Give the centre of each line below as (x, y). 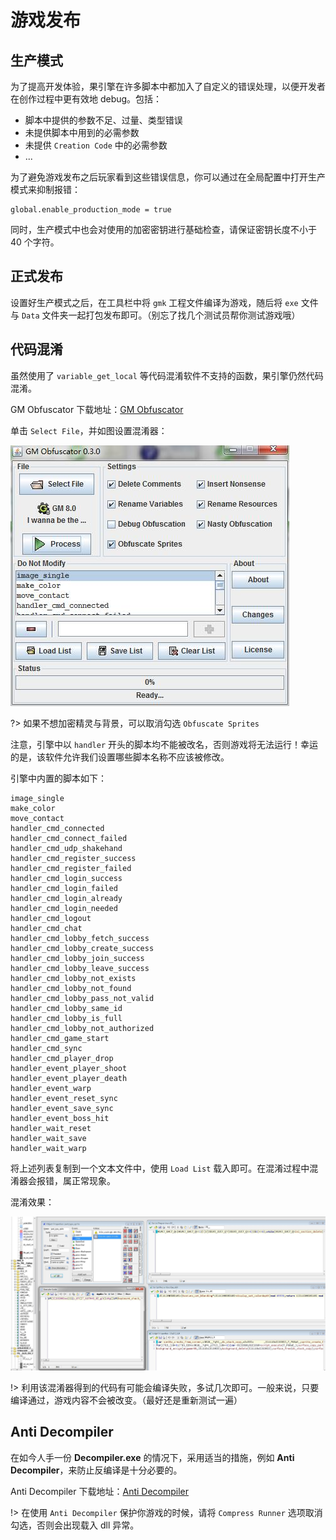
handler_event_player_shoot (69, 1068)
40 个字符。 (35, 242)
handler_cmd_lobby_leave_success (80, 968)
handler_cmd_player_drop (62, 1058)
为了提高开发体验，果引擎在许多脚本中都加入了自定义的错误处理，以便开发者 (168, 86)
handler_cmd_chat (46, 928)
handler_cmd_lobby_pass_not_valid (82, 998)
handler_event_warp (51, 1088)
